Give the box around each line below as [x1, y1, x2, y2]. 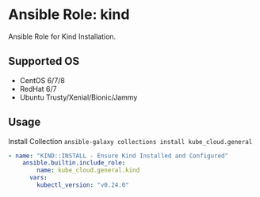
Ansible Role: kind [8, 6, 130, 24]
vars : [29, 174, 48, 182]
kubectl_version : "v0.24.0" [36, 181, 129, 189]
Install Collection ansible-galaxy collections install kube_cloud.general [8, 136, 253, 146]
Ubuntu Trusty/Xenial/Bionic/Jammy [19, 93, 138, 102]
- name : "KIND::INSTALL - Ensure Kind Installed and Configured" [8, 152, 228, 160]
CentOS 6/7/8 [19, 75, 66, 85]
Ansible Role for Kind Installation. [8, 32, 117, 41]
